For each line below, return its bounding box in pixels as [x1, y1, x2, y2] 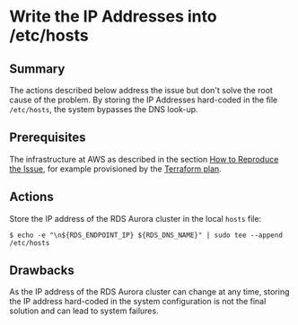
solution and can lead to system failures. [9, 305, 159, 316]
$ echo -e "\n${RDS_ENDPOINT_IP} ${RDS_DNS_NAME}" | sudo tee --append [9, 231, 283, 240]
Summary [9, 61, 66, 76]
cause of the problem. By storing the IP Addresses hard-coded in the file [9, 94, 278, 105]
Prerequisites [9, 130, 86, 145]
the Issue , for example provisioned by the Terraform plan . [9, 163, 222, 174]
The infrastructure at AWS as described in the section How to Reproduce [9, 154, 279, 164]
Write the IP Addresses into [9, 6, 217, 27]
